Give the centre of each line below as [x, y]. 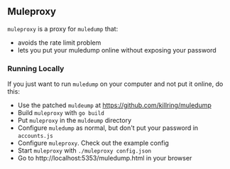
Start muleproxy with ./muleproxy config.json [84, 151]
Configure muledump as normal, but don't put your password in [108, 128]
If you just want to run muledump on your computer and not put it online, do [115, 84]
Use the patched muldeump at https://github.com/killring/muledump [114, 105]
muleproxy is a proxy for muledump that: [63, 28]
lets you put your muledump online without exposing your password [117, 50]
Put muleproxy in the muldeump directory [75, 121]
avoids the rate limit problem [59, 43]
